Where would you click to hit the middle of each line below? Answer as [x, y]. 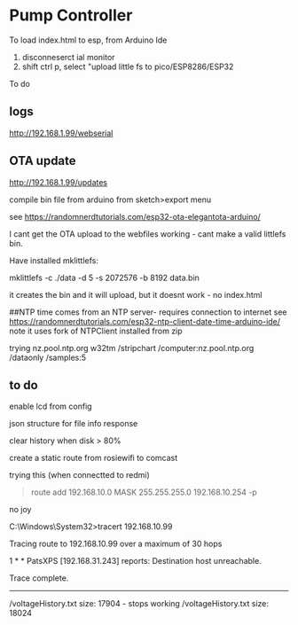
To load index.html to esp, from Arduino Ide [88, 40]
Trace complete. [39, 578]
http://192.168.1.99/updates [59, 182]
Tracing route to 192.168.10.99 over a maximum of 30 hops [116, 544]
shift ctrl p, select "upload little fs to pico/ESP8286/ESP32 [128, 66]
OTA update [43, 161]
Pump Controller [71, 16]
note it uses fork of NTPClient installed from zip [96, 331]
